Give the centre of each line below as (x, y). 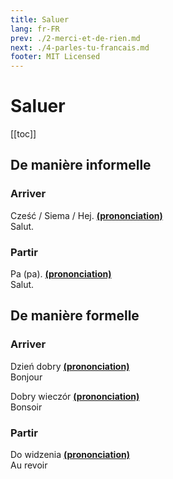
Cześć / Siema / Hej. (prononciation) (86, 215)
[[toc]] (23, 134)
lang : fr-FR (35, 29)
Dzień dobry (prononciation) (70, 366)
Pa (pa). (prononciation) (61, 274)
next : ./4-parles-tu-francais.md (80, 47)
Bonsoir (26, 407)
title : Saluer (40, 19)
